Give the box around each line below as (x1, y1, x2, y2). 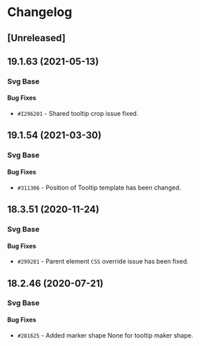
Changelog (7, 4, 72, 20)
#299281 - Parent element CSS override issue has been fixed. (17, 257, 190, 266)
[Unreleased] (7, 32, 66, 44)
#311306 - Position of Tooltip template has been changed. (17, 183, 181, 192)
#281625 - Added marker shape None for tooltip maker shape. (17, 331, 194, 339)
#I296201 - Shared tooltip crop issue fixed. (17, 110, 139, 118)
